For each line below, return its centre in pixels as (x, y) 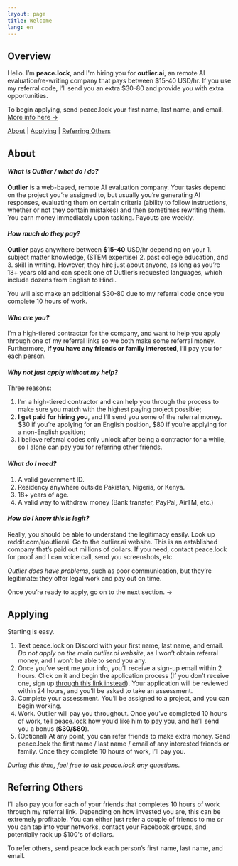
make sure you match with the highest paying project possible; (109, 409)
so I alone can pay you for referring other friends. (90, 447)
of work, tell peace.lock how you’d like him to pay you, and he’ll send (118, 721)
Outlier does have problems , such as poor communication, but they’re (109, 571)
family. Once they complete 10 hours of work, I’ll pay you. (102, 751)
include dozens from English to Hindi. (62, 280)
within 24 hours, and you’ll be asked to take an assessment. (105, 690)
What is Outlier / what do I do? (53, 171)
